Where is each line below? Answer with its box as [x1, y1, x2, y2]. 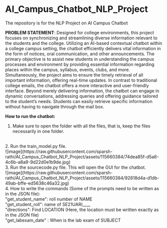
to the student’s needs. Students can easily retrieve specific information [5, 98, 153, 104]
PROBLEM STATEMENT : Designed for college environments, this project [5, 29, 155, 35]
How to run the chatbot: [5, 113, 56, 119]
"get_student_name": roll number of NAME [5, 196, 93, 202]
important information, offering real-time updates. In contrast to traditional [5, 77, 158, 83]
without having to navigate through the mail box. [5, 104, 105, 110]
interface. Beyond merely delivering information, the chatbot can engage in [5, 88, 160, 94]
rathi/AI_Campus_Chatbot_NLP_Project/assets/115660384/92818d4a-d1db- [5, 175, 160, 181]
